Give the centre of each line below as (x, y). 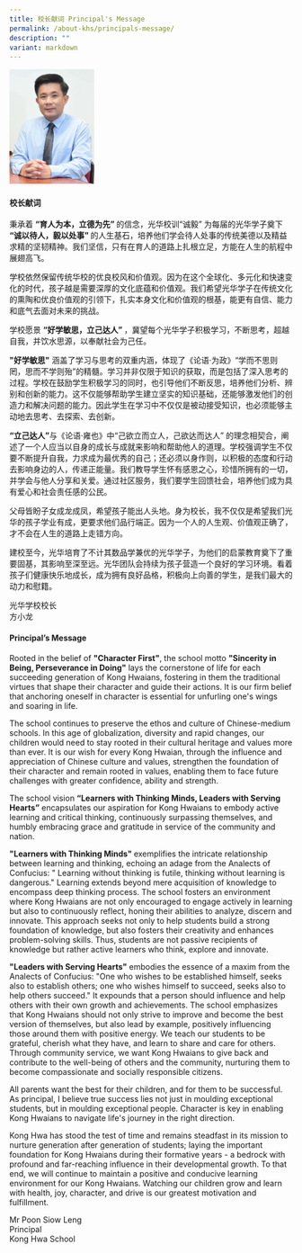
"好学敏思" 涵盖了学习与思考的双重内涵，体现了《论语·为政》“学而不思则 (144, 361)
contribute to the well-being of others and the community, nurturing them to (150, 1062)
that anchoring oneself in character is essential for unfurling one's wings (144, 696)
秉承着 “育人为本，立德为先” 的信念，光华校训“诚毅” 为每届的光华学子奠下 (146, 224)
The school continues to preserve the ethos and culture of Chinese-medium (150, 723)
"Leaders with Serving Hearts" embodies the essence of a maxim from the (150, 966)
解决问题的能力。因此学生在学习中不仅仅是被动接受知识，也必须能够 (159, 406)
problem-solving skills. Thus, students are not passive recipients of (133, 939)
